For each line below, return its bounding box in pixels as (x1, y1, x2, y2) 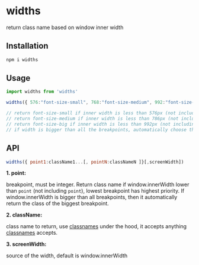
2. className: (6, 212, 43, 219)
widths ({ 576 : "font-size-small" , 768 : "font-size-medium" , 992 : (6, 100, 166, 106)
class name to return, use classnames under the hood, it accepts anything (6, 223, 187, 230)
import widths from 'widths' (6, 89, 78, 95)
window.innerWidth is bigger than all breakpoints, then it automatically (6, 194, 178, 201)
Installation (6, 41, 49, 51)
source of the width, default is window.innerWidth (6, 252, 128, 259)
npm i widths (6, 56, 38, 63)
